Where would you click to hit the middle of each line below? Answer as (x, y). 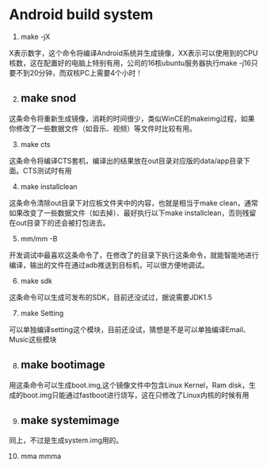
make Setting (42, 313)
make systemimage (70, 420)
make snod (48, 98)
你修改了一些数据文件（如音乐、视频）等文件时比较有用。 (103, 128)
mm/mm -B (39, 238)
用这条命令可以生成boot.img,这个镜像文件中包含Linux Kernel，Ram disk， (129, 385)
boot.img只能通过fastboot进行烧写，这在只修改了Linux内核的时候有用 (136, 395)
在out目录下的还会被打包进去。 (59, 222)
